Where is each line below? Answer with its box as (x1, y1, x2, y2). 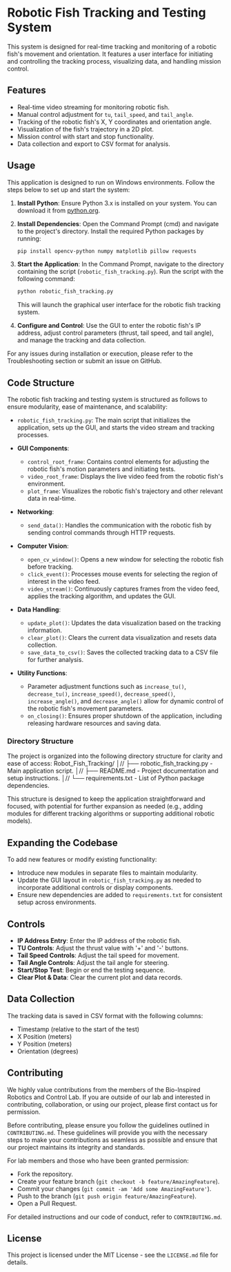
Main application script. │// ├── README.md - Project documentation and (7, 766, 219, 775)
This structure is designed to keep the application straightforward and (7, 795, 205, 803)
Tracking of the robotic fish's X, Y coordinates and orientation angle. (17, 118, 212, 126)
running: (17, 234, 41, 243)
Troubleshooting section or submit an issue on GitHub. (7, 357, 162, 365)
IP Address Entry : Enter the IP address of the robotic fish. (17, 937, 181, 945)
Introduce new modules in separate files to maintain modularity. (17, 869, 198, 877)
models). (7, 817, 32, 825)
